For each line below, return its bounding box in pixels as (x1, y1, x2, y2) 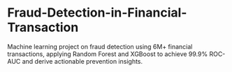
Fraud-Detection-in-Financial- (7, 5, 187, 21)
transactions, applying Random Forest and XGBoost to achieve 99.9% (7, 50, 208, 58)
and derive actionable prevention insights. (22, 57, 143, 65)
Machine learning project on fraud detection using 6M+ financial (7, 42, 193, 51)
